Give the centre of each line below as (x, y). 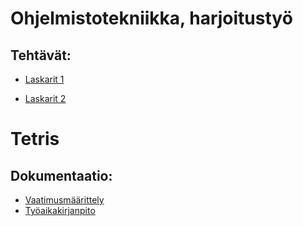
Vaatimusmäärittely (64, 200)
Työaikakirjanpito (60, 210)
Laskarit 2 (45, 98)
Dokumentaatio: (61, 175)
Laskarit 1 (44, 79)
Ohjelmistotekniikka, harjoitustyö (151, 18)
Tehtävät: (41, 55)
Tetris (35, 139)
